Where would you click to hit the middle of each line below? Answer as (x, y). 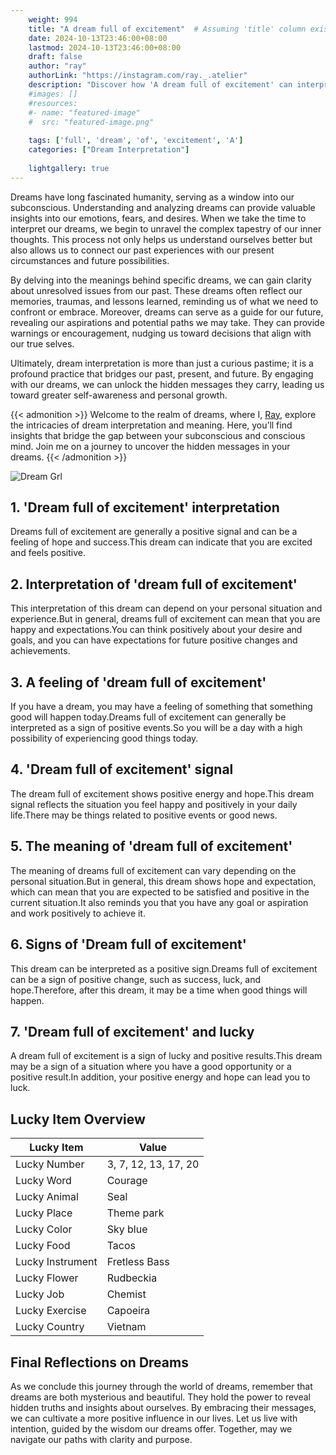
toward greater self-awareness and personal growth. (119, 395)
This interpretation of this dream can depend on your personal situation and (166, 608)
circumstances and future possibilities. (90, 260)
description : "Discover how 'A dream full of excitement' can (160, 85)
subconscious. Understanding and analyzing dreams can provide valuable (163, 207)
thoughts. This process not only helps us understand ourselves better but (161, 239)
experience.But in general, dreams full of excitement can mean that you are (165, 619)
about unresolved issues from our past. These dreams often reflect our (156, 290)
